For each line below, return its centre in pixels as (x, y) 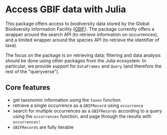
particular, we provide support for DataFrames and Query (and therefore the (83, 66)
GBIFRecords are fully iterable (43, 127)
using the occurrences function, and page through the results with (82, 116)
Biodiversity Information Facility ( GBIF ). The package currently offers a (80, 29)
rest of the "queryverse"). (33, 71)
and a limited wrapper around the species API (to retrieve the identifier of (82, 40)
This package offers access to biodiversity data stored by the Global (77, 24)
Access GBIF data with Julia (66, 9)
